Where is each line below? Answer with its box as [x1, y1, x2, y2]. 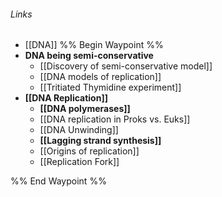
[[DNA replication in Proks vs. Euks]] [39, 113, 191, 125]
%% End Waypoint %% [10, 175, 107, 187]
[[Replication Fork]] [39, 156, 120, 168]
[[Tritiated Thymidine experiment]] [39, 81, 182, 94]
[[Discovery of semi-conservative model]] [39, 60, 213, 72]
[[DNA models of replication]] [39, 71, 162, 83]
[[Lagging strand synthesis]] [39, 135, 162, 147]
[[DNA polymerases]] [39, 103, 131, 115]
